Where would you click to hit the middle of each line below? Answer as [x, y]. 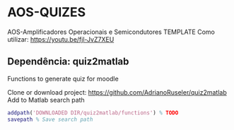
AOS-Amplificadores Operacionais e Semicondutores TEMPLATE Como [111, 32]
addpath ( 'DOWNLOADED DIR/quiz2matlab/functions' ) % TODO [93, 113]
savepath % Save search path [50, 119]
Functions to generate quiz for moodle [63, 78]
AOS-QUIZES [47, 12]
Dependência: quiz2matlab [68, 62]
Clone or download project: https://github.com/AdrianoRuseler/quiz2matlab [117, 92]
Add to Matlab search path [46, 100]
